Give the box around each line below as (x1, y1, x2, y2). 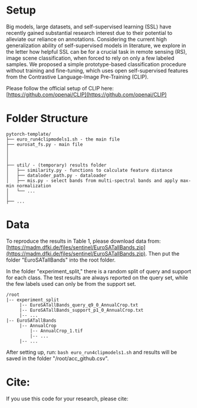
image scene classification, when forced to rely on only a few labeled (6, 54, 175, 61)
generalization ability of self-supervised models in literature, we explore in (6, 42, 186, 49)
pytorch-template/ (6, 131, 51, 137)
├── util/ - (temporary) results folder (6, 162, 107, 168)
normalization (17, 182, 51, 189)
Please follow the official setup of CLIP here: (6, 84, 114, 92)
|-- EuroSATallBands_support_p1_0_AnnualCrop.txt (19, 307, 144, 313)
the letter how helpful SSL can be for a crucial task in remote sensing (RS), (6, 48, 188, 55)
